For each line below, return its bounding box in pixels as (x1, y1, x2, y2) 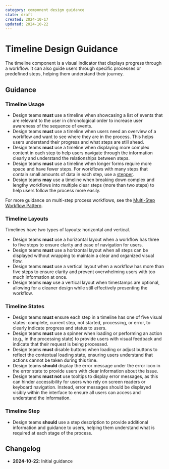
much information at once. (12, 274, 68, 280)
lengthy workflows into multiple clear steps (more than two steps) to (12, 182, 155, 188)
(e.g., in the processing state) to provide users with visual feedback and (12, 336, 162, 342)
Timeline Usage (5, 101, 44, 108)
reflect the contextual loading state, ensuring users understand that (12, 352, 153, 358)
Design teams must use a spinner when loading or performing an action (12, 330, 162, 336)
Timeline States (5, 303, 44, 310)
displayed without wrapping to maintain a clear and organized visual (12, 252, 154, 259)
